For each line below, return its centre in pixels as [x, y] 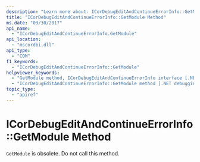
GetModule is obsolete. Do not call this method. [63, 153]
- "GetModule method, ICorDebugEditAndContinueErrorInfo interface [97, 78]
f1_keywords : [22, 61]
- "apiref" [25, 95]
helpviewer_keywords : [33, 73]
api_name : [18, 28]
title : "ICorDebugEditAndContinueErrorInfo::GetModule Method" [86, 17]
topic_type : [21, 89]
